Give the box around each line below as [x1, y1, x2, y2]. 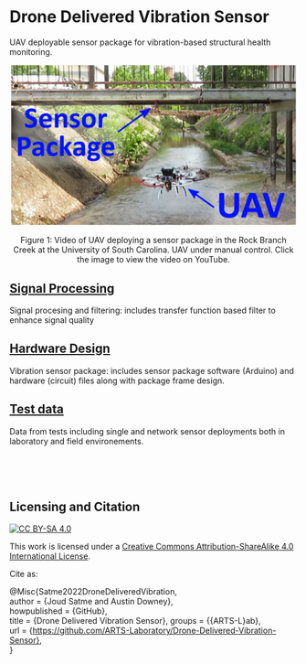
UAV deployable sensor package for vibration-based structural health [9, 37, 271, 48]
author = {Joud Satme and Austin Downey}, [9, 596, 174, 607]
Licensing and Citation [9, 499, 141, 515]
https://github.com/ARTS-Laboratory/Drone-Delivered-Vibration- [32, 625, 277, 637]
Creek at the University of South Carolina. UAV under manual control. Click [13, 244, 294, 255]
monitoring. [9, 46, 53, 57]
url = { [9, 625, 34, 637]
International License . [9, 551, 91, 562]
